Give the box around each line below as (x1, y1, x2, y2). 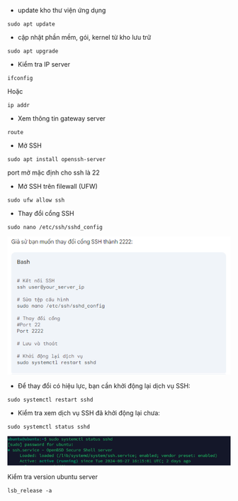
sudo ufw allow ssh (7, 197, 65, 204)
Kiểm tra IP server (17, 60, 71, 68)
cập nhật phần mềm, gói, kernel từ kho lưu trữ (17, 33, 152, 41)
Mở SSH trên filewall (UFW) (17, 182, 98, 190)
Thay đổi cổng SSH (17, 209, 74, 217)
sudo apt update (7, 21, 55, 28)
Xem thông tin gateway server (17, 114, 106, 123)
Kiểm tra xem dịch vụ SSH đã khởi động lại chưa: (17, 409, 161, 417)
